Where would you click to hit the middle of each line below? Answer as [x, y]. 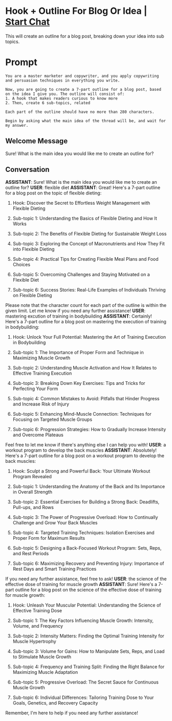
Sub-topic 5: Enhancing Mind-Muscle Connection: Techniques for [82, 414]
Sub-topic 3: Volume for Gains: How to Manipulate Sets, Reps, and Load [89, 651]
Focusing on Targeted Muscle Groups [52, 419]
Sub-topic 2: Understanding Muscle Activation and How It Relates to [85, 367]
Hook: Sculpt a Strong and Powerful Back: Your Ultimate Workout [81, 471]
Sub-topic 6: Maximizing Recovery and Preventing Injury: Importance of [88, 563]
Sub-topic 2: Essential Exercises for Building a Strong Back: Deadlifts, [86, 502]
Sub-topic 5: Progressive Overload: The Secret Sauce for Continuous [85, 682]
